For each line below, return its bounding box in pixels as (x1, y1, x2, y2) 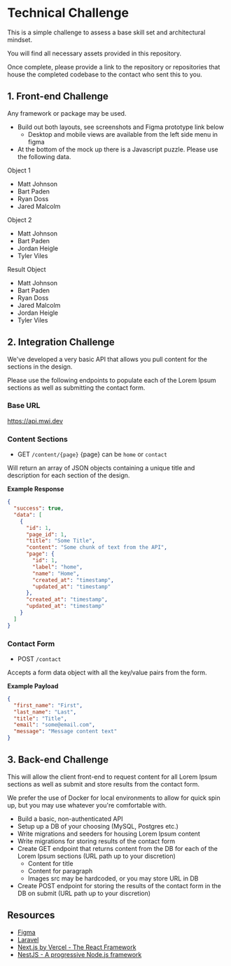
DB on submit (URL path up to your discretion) (17, 889, 151, 897)
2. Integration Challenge (7, 336, 115, 348)
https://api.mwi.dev (7, 416, 63, 425)
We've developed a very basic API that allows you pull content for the (7, 355, 208, 363)
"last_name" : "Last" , (13, 708, 77, 716)
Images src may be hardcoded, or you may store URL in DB (27, 874, 199, 883)
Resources (7, 909, 55, 921)
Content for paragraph (27, 866, 93, 875)
